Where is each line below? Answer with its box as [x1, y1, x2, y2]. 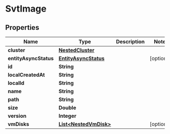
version [8, 112, 27, 119]
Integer [58, 112, 77, 119]
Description [116, 38, 145, 45]
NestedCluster [58, 47, 95, 54]
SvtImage [5, 3, 47, 15]
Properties [5, 23, 39, 32]
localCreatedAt [8, 71, 45, 78]
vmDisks [8, 121, 29, 127]
